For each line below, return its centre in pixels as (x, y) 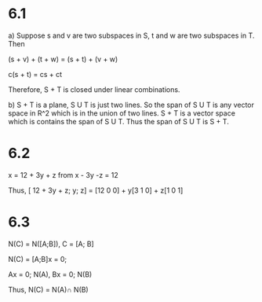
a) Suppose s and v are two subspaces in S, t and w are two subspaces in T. (131, 35)
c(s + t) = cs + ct (35, 74)
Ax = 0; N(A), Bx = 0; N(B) (50, 274)
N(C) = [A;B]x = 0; (38, 259)
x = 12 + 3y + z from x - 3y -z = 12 (64, 175)
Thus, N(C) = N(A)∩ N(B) (48, 289)
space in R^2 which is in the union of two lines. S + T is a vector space (122, 113)
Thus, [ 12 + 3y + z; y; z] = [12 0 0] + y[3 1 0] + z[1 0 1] (96, 190)
